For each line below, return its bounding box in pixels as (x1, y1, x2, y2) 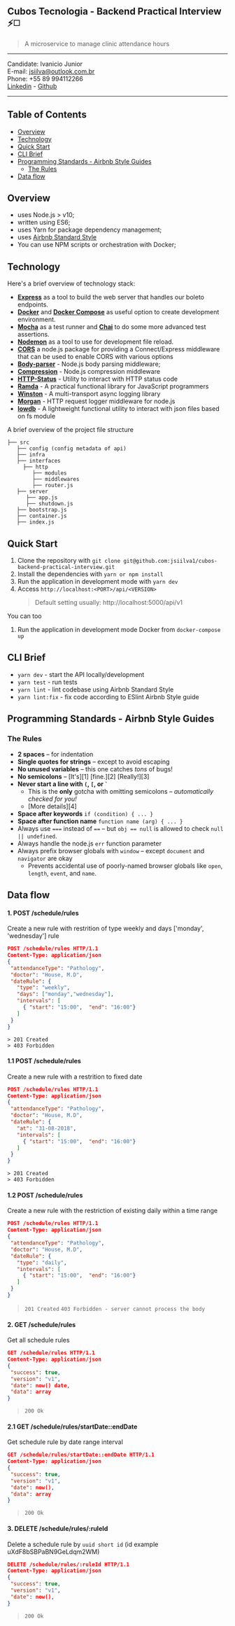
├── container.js (16, 512, 68, 520)
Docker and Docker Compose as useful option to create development (17, 308, 220, 316)
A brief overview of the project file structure (7, 426, 134, 434)
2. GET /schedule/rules (7, 1320, 76, 1329)
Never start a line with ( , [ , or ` (17, 780, 108, 788)
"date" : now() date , (10, 1382, 71, 1389)
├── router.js (32, 482, 73, 489)
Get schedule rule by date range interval (7, 1438, 124, 1446)
